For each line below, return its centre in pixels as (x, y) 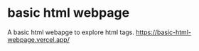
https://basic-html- (164, 32)
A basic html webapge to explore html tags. (71, 32)
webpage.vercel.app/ (38, 39)
